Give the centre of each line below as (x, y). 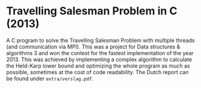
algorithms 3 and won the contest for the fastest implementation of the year (100, 53)
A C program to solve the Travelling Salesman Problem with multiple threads (100, 40)
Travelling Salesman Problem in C (92, 11)
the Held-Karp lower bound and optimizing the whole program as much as (98, 66)
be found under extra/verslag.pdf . (50, 78)
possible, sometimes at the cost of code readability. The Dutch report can (97, 72)
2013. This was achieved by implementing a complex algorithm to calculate (99, 59)
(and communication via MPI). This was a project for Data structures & (93, 47)
